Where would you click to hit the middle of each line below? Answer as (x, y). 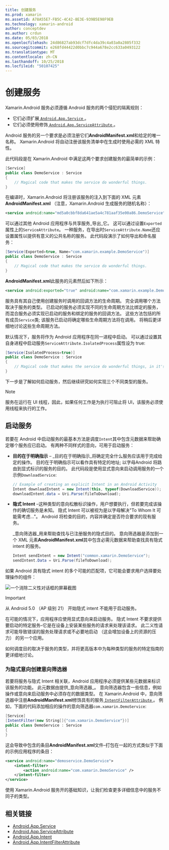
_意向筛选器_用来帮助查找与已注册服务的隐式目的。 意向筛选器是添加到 (86, 534)
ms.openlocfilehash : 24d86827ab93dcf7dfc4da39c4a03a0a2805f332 (73, 43)
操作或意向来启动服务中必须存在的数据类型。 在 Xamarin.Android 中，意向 (82, 694)
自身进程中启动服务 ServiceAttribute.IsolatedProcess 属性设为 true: (75, 343)
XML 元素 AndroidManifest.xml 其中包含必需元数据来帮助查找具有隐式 (90, 540)
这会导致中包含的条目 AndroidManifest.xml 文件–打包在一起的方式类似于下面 (84, 745)
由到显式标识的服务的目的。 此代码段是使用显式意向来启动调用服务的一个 (88, 468)
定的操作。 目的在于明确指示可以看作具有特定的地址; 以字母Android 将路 (87, 462)
